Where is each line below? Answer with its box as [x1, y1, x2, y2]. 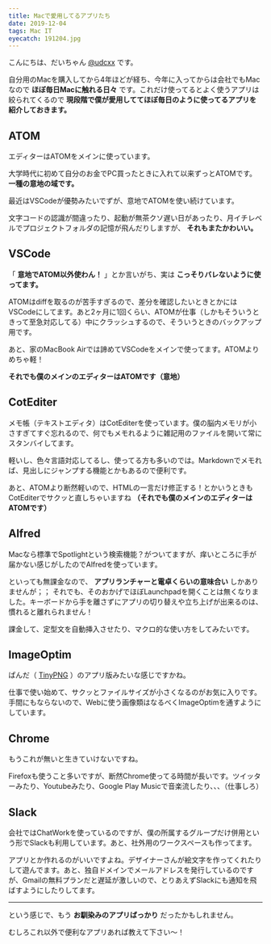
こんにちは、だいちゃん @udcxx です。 [8, 57, 138, 67]
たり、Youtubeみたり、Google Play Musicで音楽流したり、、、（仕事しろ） [22, 782, 264, 791]
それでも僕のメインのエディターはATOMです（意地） [8, 371, 185, 381]
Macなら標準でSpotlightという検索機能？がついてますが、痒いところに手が [8, 549, 256, 558]
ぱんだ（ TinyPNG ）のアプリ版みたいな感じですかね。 [8, 670, 191, 680]
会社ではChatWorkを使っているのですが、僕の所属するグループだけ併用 [8, 828, 246, 837]
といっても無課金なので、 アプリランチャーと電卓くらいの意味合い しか [8, 576, 244, 586]
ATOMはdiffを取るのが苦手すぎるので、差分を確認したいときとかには [8, 297, 238, 306]
